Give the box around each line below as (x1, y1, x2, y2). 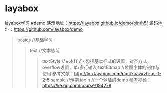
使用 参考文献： (42, 70, 75, 76)
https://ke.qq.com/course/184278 (42, 82, 112, 88)
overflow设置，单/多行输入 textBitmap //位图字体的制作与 (42, 64, 160, 70)
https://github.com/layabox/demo (14, 26, 83, 32)
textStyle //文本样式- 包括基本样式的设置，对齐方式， (42, 58, 151, 64)
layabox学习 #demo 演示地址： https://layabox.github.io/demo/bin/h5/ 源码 (5, 20, 158, 26)
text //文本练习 (29, 47, 60, 53)
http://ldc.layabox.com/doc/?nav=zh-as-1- (74, 70, 162, 76)
